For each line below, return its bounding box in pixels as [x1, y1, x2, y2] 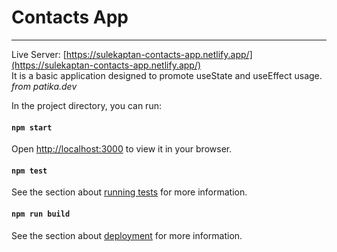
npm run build [11, 209, 71, 219]
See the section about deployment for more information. [11, 229, 243, 241]
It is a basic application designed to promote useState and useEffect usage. [11, 69, 323, 81]
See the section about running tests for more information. [11, 186, 248, 198]
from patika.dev [11, 80, 78, 92]
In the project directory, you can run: [11, 99, 162, 111]
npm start [11, 122, 53, 133]
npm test [11, 166, 48, 176]
